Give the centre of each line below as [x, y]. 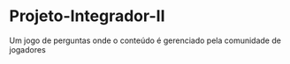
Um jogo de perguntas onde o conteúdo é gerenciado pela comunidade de [145, 40]
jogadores [27, 49]
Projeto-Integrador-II [87, 16]
